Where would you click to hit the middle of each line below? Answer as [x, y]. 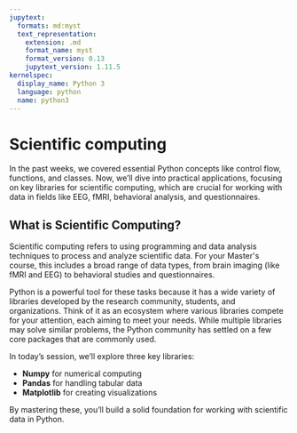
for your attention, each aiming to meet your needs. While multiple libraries [145, 320]
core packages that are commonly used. [83, 340]
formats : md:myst [49, 26]
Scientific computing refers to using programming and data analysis [133, 246]
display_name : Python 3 [61, 84]
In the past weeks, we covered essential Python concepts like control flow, [145, 169]
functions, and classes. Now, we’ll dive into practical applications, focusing [146, 178]
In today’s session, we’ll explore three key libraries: [102, 357]
